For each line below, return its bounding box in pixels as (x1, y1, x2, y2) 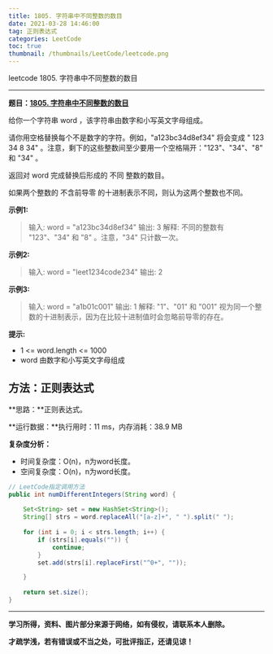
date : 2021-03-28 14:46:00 (8, 20, 100, 28)
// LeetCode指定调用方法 (8, 482, 85, 491)
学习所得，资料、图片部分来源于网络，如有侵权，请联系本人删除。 (8, 619, 229, 629)
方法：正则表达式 (8, 381, 94, 395)
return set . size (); (23, 588, 89, 597)
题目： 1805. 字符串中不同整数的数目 (8, 99, 129, 108)
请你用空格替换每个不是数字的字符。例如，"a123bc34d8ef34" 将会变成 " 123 (8, 133, 264, 143)
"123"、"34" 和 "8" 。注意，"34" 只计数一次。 (28, 233, 183, 242)
